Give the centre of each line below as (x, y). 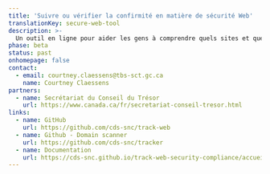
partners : (25, 90)
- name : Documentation (53, 150)
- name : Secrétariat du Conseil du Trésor (88, 98)
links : (19, 113)
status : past (30, 53)
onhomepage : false (39, 61)
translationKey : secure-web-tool (64, 23)
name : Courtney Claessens (66, 83)
